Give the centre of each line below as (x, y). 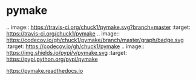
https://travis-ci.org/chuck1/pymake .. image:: (63, 33)
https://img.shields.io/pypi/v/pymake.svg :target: (67, 52)
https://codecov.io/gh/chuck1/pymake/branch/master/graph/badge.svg (95, 40)
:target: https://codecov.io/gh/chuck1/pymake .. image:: (75, 46)
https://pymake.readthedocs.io (45, 70)
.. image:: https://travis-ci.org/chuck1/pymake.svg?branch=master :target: (98, 27)
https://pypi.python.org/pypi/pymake (52, 59)
